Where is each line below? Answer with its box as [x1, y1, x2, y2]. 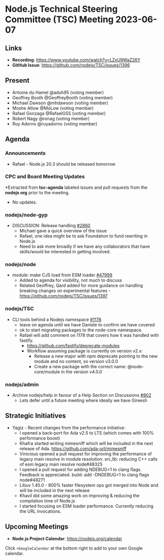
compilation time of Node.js [19, 498, 75, 503]
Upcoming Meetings [5, 523, 69, 531]
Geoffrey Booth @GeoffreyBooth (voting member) [12, 94, 113, 100]
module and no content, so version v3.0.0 [34, 358, 118, 364]
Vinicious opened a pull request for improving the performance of [19, 451, 152, 457]
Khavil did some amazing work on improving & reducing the [19, 493, 140, 499]
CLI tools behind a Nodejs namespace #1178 [12, 316, 102, 323]
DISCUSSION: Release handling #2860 [12, 223, 91, 229]
